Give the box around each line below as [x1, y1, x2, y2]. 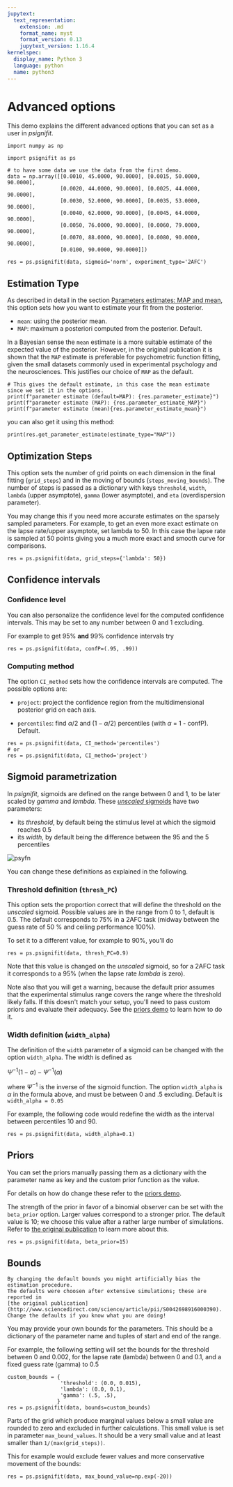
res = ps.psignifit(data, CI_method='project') [7, 752, 148, 759]
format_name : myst [19, 29, 73, 37]
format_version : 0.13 [19, 36, 82, 43]
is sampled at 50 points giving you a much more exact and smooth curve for [7, 535, 225, 543]
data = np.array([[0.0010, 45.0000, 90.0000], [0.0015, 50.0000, [7, 173, 200, 180]
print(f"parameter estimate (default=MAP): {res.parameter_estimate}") [7, 394, 219, 401]
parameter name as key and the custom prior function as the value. [7, 1175, 200, 1183]
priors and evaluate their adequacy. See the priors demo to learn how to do [7, 1006, 223, 1014]
